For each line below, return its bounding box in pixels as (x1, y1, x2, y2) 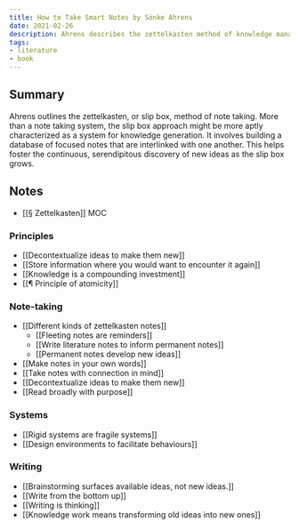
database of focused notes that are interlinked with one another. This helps (9, 139, 285, 149)
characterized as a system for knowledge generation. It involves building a (9, 130, 282, 140)
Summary (9, 87, 65, 102)
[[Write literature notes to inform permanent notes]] (35, 340, 224, 350)
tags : (9, 37, 29, 47)
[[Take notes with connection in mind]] (21, 368, 165, 379)
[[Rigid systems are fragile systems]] (21, 429, 158, 440)
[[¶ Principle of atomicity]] (21, 277, 119, 289)
